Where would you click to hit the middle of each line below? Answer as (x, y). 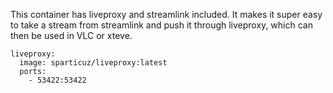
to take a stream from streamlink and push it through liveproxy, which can (161, 25)
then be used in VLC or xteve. (71, 35)
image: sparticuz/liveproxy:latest (93, 63)
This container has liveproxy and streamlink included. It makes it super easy (166, 14)
